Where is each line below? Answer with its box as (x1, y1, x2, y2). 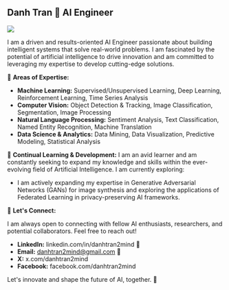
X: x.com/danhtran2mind (17, 254, 89, 263)
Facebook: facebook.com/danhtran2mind (17, 262, 136, 270)
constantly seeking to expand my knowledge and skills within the (7, 158, 191, 166)
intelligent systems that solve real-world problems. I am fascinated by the (7, 45, 215, 53)
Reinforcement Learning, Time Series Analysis (17, 93, 149, 101)
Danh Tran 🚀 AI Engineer (7, 7, 113, 19)
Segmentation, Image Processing (17, 108, 111, 117)
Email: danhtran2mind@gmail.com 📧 (17, 247, 122, 256)
